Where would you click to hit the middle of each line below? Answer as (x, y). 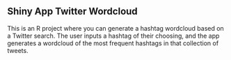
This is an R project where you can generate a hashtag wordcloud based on (115, 28)
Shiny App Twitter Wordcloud (72, 12)
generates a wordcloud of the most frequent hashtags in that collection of (113, 43)
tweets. (18, 50)
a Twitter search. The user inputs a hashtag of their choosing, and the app (113, 36)
